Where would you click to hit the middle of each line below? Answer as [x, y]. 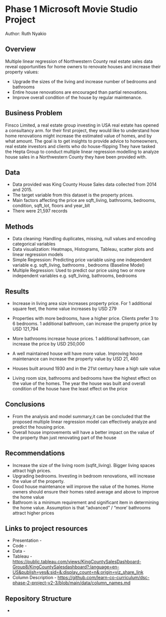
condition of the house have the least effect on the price [70, 389]
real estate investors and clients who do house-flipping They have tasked [80, 146]
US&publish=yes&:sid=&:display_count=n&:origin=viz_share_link [78, 572]
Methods [19, 227]
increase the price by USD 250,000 [48, 344]
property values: [22, 72]
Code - [20, 546]
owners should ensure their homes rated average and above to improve [85, 491]
